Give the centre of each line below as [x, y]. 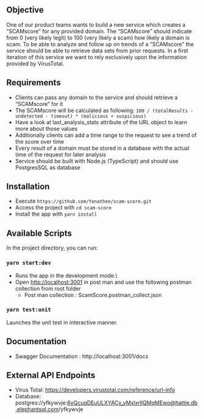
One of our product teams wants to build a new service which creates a [96, 24]
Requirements [33, 83]
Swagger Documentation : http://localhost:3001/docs [82, 356]
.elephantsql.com [37, 409]
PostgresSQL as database [47, 167]
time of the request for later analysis [61, 154]
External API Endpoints [51, 375]
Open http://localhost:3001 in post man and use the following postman [103, 282]
